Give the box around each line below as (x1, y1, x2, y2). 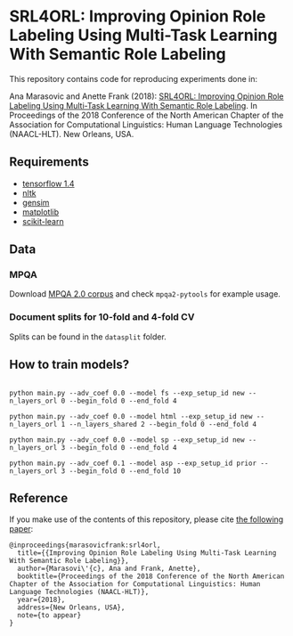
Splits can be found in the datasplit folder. (9, 331, 167, 342)
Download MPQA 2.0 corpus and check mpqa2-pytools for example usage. (9, 289, 281, 299)
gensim (21, 197, 50, 208)
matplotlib (21, 207, 60, 217)
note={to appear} (17, 611, 82, 620)
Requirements (9, 154, 89, 170)
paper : (9, 524, 34, 534)
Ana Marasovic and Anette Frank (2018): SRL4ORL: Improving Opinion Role (9, 91, 284, 102)
